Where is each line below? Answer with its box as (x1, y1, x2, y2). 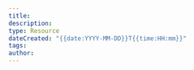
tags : (8, 42, 27, 50)
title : (8, 11, 31, 20)
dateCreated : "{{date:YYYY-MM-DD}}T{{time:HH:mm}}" (8, 34, 187, 43)
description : (8, 19, 53, 27)
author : (8, 49, 35, 57)
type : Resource (8, 27, 60, 35)
